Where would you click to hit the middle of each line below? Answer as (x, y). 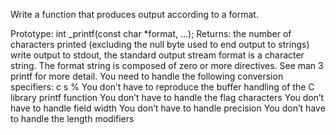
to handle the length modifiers (72, 118)
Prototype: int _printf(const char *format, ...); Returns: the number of (151, 33)
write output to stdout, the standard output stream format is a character (157, 55)
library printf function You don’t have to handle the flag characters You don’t (167, 97)
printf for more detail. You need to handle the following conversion (147, 76)
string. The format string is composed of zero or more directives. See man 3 (167, 65)
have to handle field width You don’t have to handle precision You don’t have (168, 108)
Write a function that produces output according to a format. (134, 14)
